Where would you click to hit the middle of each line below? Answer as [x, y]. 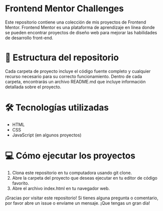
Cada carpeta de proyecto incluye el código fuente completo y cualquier [78, 71]
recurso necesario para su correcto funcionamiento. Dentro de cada [74, 76]
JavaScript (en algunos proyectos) [47, 135]
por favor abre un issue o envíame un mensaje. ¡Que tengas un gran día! [78, 203]
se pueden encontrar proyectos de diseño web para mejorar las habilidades [81, 32]
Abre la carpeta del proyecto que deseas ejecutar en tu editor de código [85, 178]
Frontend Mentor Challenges [64, 9]
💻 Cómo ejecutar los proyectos [70, 156]
